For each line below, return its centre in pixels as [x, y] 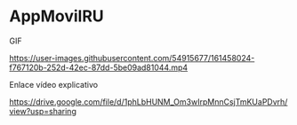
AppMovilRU [56, 16]
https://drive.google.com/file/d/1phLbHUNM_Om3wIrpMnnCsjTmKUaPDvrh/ [148, 102]
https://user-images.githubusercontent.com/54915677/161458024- [132, 58]
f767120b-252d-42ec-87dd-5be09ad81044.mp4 [99, 67]
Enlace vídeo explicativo [54, 84]
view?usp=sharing [43, 111]
